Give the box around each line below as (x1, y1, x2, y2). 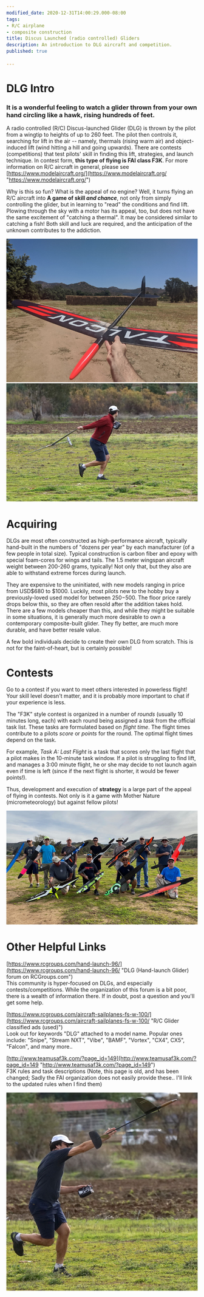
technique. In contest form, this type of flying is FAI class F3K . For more (6, 157, 188, 164)
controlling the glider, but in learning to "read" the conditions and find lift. (6, 201, 189, 208)
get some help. (6, 999, 44, 1006)
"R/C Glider (151, 1017, 179, 1024)
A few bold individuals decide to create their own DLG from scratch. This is (6, 638, 194, 645)
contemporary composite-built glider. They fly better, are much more (6, 620, 178, 627)
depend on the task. (6, 737, 56, 744)
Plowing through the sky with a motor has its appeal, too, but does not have (6, 207, 195, 215)
